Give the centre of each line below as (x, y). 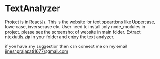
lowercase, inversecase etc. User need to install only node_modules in (75, 26)
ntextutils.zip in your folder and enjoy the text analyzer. (60, 37)
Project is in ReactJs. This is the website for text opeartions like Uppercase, (80, 22)
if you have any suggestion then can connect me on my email (66, 46)
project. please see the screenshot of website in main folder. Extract (73, 32)
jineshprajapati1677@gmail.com (37, 51)
